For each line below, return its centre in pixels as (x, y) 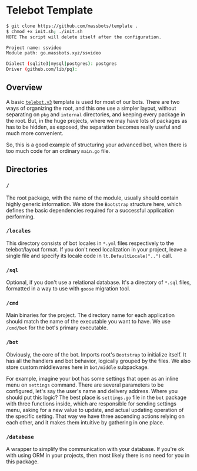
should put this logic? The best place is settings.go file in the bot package (96, 397)
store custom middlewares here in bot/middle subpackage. (77, 367)
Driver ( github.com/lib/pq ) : (42, 69)
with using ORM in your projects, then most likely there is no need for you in (98, 456)
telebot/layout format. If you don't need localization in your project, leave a (96, 249)
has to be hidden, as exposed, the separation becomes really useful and (94, 127)
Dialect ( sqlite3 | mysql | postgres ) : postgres (61, 64)
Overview (24, 88)
